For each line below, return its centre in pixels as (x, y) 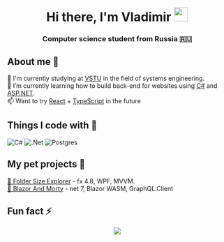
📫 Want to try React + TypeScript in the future (74, 100)
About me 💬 (33, 62)
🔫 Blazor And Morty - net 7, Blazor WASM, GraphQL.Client (90, 188)
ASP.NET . (21, 93)
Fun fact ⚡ (30, 211)
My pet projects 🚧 (46, 164)
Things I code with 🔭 (52, 126)
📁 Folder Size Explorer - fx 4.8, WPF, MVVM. (71, 181)
